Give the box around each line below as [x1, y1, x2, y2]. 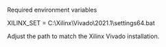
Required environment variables [7, 6, 97, 14]
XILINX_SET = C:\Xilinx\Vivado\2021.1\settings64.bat [7, 19, 156, 27]
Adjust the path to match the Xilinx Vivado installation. [7, 32, 160, 40]
